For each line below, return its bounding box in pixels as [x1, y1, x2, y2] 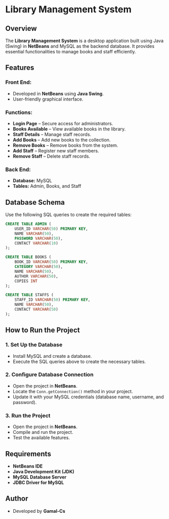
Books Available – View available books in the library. [12, 126, 126, 132]
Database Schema [5, 198, 65, 206]
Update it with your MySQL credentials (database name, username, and [12, 394, 164, 400]
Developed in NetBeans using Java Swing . [12, 90, 104, 97]
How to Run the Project [5, 326, 80, 335]
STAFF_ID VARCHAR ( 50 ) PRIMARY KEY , [14, 297, 91, 302]
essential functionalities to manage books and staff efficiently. [5, 49, 136, 54]
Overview [5, 24, 37, 33]
